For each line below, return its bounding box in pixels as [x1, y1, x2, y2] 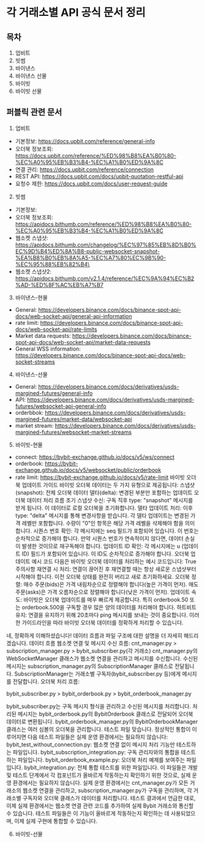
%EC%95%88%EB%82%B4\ [15, 261, 90, 268]
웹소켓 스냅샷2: [15, 267, 52, 275]
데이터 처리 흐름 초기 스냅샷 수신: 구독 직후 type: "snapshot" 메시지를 [26, 496, 193, 503]
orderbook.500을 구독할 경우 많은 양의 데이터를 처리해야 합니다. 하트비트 [21, 603, 197, 611]
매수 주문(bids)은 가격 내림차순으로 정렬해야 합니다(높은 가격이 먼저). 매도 [23, 581, 199, 588]
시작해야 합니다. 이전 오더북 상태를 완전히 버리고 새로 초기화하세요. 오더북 [15, 573, 190, 580]
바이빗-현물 [15, 441, 43, 448]
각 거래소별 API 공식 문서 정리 [6, 6, 146, 20]
